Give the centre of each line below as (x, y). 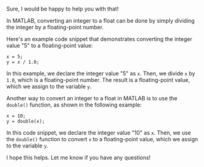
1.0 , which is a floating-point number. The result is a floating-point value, (98, 80)
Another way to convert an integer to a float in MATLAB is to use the (92, 98)
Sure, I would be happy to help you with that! (63, 9)
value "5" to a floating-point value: (50, 46)
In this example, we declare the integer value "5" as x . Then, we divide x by (101, 73)
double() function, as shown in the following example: (74, 105)
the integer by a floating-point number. (55, 27)
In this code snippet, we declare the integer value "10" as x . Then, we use (99, 133)
